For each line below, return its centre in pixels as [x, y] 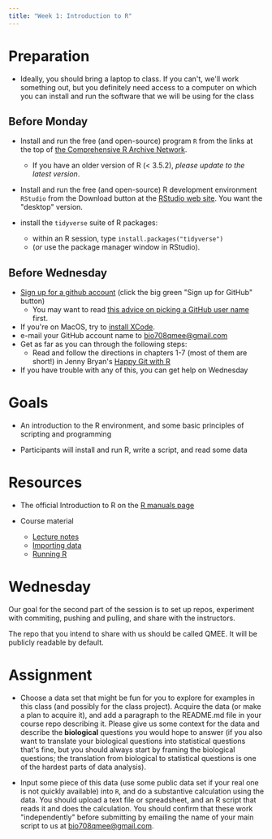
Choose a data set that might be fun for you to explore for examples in [138, 698]
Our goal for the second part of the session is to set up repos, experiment [132, 609]
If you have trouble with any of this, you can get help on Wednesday [134, 370]
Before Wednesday [58, 273]
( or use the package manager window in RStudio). [116, 247]
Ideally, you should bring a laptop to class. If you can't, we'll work [130, 79]
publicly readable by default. [56, 642]
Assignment [50, 675]
